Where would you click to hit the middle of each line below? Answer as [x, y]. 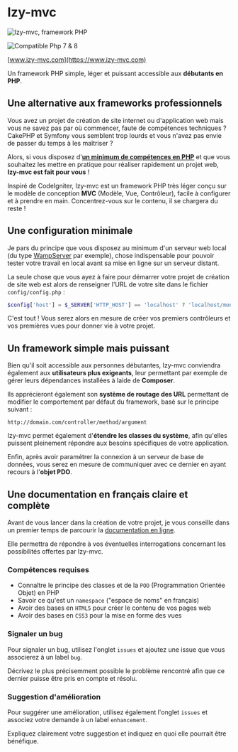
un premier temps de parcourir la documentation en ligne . [91, 530]
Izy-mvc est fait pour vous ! [49, 172]
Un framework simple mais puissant [89, 348]
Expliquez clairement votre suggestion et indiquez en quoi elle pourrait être [117, 734]
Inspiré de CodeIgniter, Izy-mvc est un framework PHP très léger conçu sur [117, 186]
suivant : [20, 409]
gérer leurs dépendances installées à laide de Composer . [91, 380]
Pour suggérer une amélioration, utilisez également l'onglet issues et [107, 712]
